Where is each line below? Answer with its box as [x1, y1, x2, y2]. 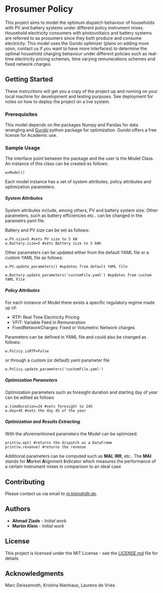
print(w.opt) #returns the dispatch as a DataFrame [5, 441, 112, 445]
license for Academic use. [5, 132, 58, 138]
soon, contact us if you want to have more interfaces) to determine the [5, 45, 147, 51]
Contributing [5, 478, 45, 486]
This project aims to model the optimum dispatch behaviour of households [5, 20, 155, 25]
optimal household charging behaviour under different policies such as [5, 50, 147, 57]
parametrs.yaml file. [5, 218, 45, 224]
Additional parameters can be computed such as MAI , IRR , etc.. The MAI [5, 453, 152, 459]
